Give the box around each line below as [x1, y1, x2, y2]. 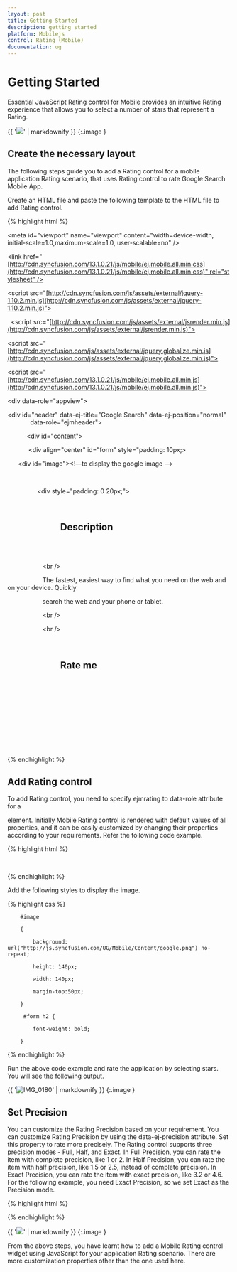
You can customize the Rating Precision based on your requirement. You [7, 1125, 219, 1134]
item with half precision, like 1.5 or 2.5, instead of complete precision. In [7, 1163, 216, 1172]
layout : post [7, 10, 46, 18]
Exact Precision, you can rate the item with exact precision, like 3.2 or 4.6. [7, 1170, 224, 1179]
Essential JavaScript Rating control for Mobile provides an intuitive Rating [7, 97, 221, 106]
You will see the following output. [7, 1071, 104, 1081]
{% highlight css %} [7, 900, 66, 909]
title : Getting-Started [7, 17, 78, 24]
